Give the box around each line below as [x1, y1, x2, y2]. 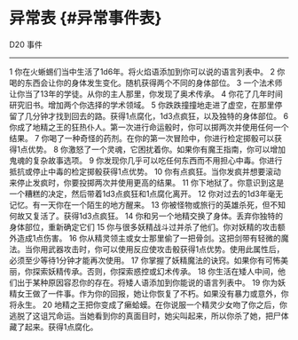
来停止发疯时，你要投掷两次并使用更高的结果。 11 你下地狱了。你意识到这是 [9, 177, 285, 187]
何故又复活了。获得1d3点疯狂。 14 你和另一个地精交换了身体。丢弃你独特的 [9, 210, 284, 221]
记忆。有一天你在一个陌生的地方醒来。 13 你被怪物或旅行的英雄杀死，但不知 [9, 199, 286, 210]
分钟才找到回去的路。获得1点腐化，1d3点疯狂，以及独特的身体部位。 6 [32, 110, 289, 121]
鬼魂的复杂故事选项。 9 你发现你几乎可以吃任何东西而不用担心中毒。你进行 [9, 154, 283, 165]
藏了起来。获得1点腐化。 [9, 321, 98, 332]
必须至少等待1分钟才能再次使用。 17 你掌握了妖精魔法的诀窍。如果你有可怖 [9, 255, 281, 265]
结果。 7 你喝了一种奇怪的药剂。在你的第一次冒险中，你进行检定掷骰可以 [9, 132, 275, 143]
